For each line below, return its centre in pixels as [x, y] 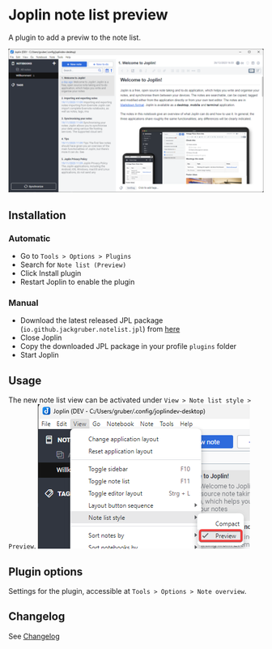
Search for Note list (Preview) [73, 264]
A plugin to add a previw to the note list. [75, 37]
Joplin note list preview [88, 15]
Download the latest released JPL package [91, 320]
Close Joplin [41, 337]
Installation [37, 215]
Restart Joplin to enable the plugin [77, 282]
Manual [23, 303]
